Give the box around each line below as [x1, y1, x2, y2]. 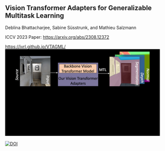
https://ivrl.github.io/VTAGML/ [5, 44, 66, 50]
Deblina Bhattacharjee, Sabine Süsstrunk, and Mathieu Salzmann [5, 25, 137, 30]
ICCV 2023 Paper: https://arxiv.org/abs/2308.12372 [5, 34, 110, 40]
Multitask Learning [5, 12, 64, 20]
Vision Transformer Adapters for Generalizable [5, 4, 152, 12]
